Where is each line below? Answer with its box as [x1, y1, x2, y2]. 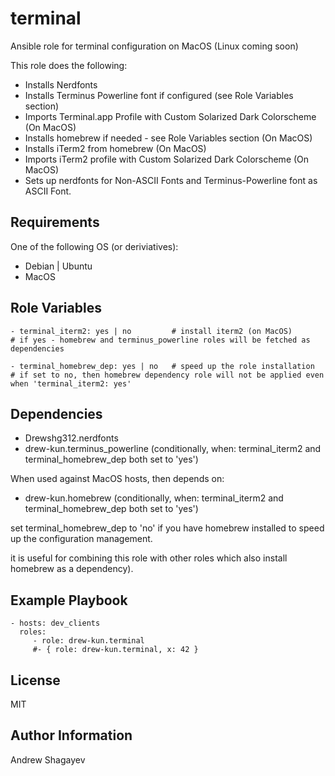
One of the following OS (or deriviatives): [10, 240, 179, 252]
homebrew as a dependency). [10, 563, 134, 575]
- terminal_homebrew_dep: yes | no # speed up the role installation [10, 361, 315, 371]
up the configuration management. [10, 533, 153, 545]
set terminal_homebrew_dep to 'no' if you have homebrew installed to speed [10, 522, 325, 534]
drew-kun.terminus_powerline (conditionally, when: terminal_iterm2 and [24, 443, 322, 455]
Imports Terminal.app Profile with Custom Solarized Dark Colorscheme [24, 110, 317, 122]
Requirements [10, 214, 100, 231]
